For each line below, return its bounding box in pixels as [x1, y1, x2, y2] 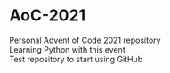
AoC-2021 [9, 5, 86, 26]
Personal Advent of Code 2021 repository [9, 35, 161, 45]
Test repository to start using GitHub [9, 53, 143, 64]
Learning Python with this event [9, 44, 126, 54]
